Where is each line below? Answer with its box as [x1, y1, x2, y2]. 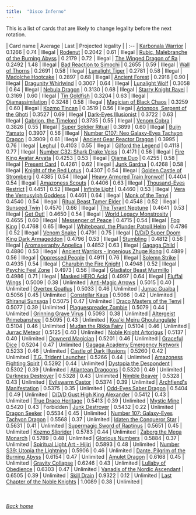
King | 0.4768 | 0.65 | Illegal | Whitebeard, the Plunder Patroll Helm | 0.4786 [6, 223, 188, 230]
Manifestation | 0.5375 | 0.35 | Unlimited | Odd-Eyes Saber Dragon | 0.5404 [6, 384, 188, 391]
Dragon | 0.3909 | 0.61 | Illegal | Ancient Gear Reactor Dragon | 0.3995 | [6, 135, 178, 142]
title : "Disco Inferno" [6, 8, 66, 15]
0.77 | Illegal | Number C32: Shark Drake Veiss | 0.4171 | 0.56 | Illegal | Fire [6, 148, 185, 155]
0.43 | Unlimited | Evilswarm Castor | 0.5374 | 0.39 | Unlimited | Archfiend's [6, 378, 188, 386]
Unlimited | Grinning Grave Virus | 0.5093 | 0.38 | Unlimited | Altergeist [6, 310, 176, 317]
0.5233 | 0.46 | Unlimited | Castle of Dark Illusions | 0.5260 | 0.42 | [6, 347, 166, 354]
